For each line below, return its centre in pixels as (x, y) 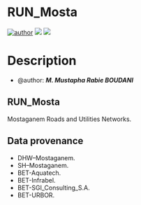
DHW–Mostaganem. (46, 157)
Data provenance (45, 141)
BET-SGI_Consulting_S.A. (53, 188)
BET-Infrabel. (36, 180)
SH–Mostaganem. (43, 165)
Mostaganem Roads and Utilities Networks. (69, 119)
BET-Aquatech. (39, 173)
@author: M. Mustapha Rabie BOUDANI (75, 80)
